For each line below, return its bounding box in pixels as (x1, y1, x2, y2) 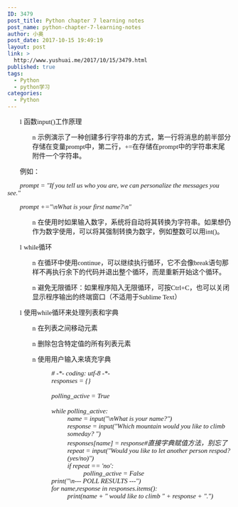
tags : (7, 70, 23, 77)
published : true (7, 63, 55, 70)
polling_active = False (83, 469, 144, 477)
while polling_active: (51, 407, 109, 415)
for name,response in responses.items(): (51, 485, 158, 492)
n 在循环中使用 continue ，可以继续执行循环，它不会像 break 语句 (32, 258, 222, 267)
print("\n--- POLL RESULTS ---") (51, 477, 141, 485)
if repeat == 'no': (67, 462, 114, 470)
